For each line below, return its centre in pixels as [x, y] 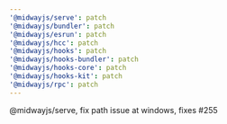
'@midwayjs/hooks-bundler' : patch [74, 59]
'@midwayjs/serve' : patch [58, 18]
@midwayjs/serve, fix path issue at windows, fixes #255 [113, 110]
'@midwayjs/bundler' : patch [62, 26]
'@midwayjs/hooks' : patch [58, 51]
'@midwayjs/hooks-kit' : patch [66, 76]
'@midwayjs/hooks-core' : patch [68, 68]
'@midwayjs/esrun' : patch [58, 34]
